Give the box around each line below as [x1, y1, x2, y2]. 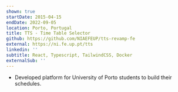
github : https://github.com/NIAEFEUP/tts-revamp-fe [6, 36, 135, 42]
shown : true [6, 8, 35, 15]
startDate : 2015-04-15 [6, 14, 62, 20]
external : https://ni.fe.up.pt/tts [6, 42, 93, 47]
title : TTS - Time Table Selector [6, 30, 91, 36]
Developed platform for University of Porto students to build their [14, 74, 172, 81]
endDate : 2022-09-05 [6, 19, 57, 25]
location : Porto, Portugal [6, 25, 72, 31]
